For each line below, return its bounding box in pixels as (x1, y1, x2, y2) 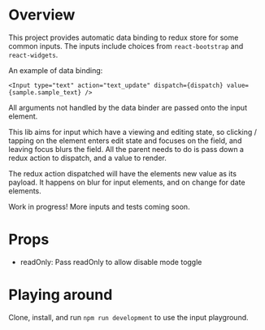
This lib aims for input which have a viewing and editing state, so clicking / (8, 127, 258, 137)
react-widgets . (8, 50, 59, 59)
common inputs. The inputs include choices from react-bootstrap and (8, 41, 244, 50)
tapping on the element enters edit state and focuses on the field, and (8, 136, 242, 145)
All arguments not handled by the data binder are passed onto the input (8, 102, 248, 112)
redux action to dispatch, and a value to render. (8, 153, 167, 163)
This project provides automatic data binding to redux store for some (8, 33, 239, 42)
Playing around (8, 286, 113, 304)
